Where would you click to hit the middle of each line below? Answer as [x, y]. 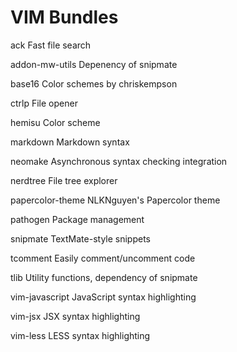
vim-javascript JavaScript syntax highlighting [103, 297]
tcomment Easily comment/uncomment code [103, 258]
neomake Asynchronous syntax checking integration [119, 161]
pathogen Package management [77, 219]
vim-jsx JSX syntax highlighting [75, 316]
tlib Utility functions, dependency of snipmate [104, 277]
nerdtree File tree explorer [64, 180]
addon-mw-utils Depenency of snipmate [94, 64]
